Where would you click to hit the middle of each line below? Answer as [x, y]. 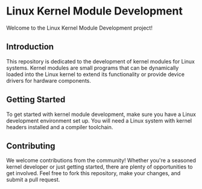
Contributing [31, 146]
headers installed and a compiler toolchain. [60, 127]
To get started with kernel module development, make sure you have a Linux [101, 114]
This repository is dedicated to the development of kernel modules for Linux [100, 61]
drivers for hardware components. [49, 80]
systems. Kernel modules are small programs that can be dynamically [93, 68]
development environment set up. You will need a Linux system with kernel [99, 120]
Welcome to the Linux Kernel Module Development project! [79, 28]
